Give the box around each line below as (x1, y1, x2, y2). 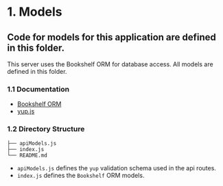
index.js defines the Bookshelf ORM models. (16, 171, 145, 179)
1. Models (7, 4, 63, 20)
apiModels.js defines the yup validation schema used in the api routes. (16, 163, 216, 172)
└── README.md (7, 152, 48, 159)
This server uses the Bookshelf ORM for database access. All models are (7, 60, 214, 68)
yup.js (16, 107, 35, 116)
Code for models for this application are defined (7, 31, 216, 43)
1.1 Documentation (7, 84, 70, 94)
